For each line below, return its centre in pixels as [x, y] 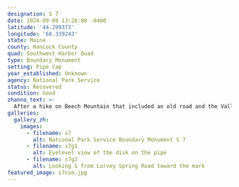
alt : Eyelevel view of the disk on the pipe [100, 153]
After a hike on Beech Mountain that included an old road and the [116, 107]
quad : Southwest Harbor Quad [51, 54]
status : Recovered [34, 87]
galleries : [23, 113]
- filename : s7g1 [52, 146]
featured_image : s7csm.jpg [47, 172]
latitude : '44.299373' [41, 27]
